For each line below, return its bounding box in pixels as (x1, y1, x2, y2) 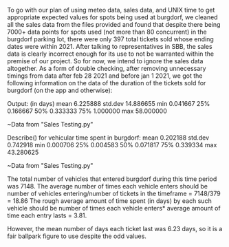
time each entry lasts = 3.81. (7, 211, 87, 219)
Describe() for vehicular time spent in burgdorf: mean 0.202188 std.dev (7, 133, 210, 142)
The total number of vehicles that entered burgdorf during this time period (7, 175, 217, 183)
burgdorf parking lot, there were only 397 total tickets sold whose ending (7, 35, 215, 43)
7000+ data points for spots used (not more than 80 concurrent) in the (7, 28, 208, 36)
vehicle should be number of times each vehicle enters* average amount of (7, 204, 221, 212)
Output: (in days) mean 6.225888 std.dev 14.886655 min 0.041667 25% (7, 100, 210, 107)
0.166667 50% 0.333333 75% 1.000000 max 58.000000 (7, 107, 167, 115)
